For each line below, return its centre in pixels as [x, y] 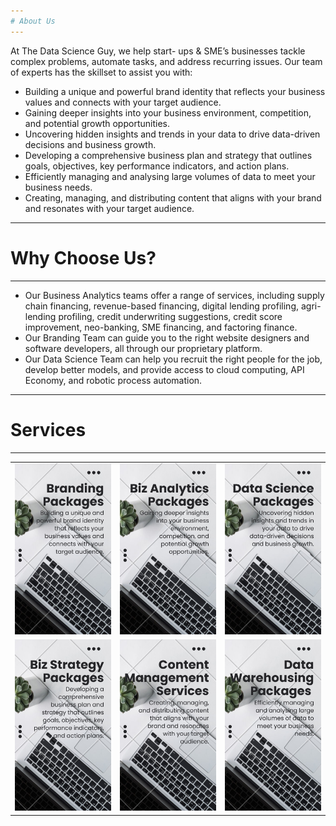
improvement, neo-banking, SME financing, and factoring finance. [161, 327]
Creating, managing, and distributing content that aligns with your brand [173, 197]
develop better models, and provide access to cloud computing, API [164, 369]
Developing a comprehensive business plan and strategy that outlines [168, 155]
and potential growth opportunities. [97, 123]
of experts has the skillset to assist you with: [101, 72]
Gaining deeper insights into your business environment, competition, [168, 112]
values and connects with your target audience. [123, 102]
